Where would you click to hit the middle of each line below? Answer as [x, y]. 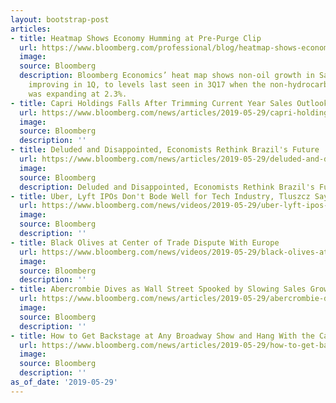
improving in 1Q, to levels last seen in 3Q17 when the [147, 85]
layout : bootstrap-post [60, 19]
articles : [31, 29]
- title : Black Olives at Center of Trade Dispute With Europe [145, 242]
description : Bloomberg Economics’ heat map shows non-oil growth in [167, 76]
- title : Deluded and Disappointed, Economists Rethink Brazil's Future [165, 150]
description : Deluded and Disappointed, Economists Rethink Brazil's [167, 187]
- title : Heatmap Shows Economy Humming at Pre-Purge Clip [136, 38]
